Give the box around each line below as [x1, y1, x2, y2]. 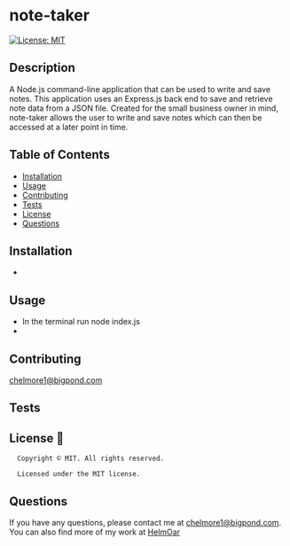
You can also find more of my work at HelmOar [9, 526, 180, 537]
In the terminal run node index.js [21, 316, 140, 327]
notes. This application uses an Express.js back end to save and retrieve [9, 93, 273, 104]
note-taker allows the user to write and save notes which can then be [9, 112, 263, 122]
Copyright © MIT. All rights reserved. [17, 454, 165, 464]
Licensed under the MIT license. [17, 470, 141, 479]
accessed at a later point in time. [9, 121, 129, 132]
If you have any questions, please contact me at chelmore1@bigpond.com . [9, 518, 282, 528]
